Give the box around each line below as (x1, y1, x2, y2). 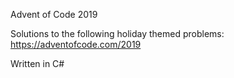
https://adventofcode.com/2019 (10, 39, 142, 50)
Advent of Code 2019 (10, 9, 98, 20)
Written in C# (10, 58, 65, 69)
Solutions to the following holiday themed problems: (10, 28, 225, 39)
